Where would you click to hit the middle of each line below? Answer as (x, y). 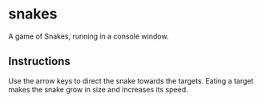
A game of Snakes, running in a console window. (89, 36)
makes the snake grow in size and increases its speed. (98, 89)
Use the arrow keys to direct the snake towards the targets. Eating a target (131, 80)
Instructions (39, 61)
